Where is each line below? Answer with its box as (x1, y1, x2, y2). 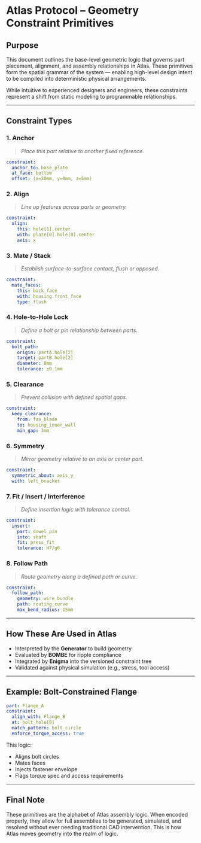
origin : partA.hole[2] (17, 349, 74, 355)
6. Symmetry (6, 442, 45, 450)
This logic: (6, 741, 32, 748)
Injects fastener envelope (14, 765, 78, 772)
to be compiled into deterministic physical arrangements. (6, 75, 147, 82)
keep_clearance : (11, 411, 52, 417)
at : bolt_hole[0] (11, 719, 55, 726)
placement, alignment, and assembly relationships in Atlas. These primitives (6, 62, 193, 69)
